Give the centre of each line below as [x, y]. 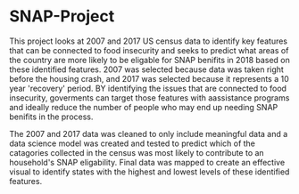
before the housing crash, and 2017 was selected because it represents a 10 [149, 78]
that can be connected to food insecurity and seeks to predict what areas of [149, 50]
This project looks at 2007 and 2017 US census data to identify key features [149, 41]
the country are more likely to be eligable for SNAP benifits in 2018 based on [149, 60]
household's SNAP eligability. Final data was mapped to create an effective [147, 162]
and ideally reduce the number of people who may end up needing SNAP [144, 107]
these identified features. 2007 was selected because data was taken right [146, 69]
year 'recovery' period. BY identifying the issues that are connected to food [148, 88]
